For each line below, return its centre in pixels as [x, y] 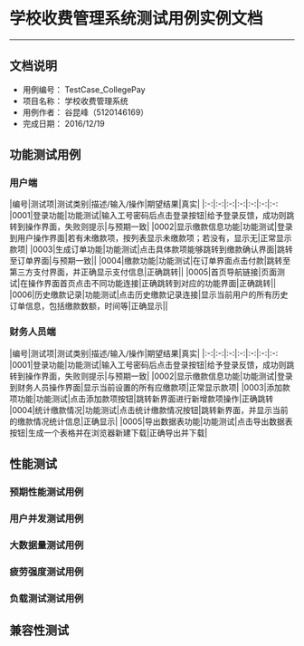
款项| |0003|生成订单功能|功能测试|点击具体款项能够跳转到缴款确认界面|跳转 [152, 249]
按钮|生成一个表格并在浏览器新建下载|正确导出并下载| [109, 432]
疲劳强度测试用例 [47, 572]
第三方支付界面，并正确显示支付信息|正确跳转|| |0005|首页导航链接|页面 [143, 272]
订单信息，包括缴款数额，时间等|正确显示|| [89, 306]
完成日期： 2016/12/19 [64, 123]
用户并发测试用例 [47, 518]
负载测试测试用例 [47, 598]
